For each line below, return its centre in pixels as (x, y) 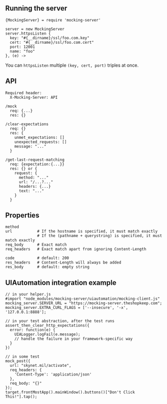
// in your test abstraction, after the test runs (60, 321)
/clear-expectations (27, 124)
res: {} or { (24, 168)
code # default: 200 (37, 258)
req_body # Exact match (36, 245)
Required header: (24, 93)
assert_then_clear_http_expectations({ (47, 326)
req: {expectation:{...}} (37, 164)
